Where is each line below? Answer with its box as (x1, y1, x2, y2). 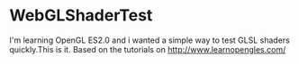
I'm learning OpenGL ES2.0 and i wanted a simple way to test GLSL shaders (9, 35, 290, 45)
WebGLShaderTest (9, 5, 153, 26)
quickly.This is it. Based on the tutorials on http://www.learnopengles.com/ (9, 44, 286, 54)
